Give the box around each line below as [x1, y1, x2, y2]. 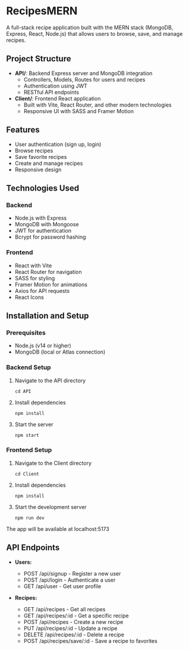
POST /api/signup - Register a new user [23, 570, 121, 577]
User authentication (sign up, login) [14, 140, 102, 148]
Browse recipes [14, 147, 53, 154]
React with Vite [14, 262, 52, 269]
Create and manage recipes [14, 160, 83, 167]
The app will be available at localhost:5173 [6, 525, 110, 532]
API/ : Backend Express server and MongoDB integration [14, 70, 153, 77]
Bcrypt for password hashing [14, 233, 86, 240]
